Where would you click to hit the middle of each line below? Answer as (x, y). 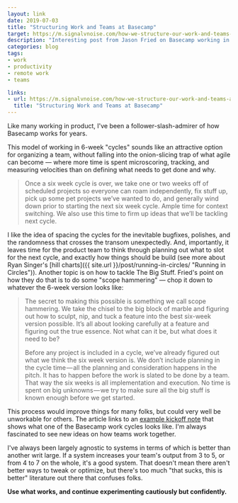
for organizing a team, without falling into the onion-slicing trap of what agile (119, 154)
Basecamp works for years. (47, 133)
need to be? (42, 339)
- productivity (30, 67)
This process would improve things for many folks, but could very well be (114, 411)
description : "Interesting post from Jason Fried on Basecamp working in (119, 40)
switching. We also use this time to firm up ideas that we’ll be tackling (126, 214)
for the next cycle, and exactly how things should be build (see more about (117, 257)
